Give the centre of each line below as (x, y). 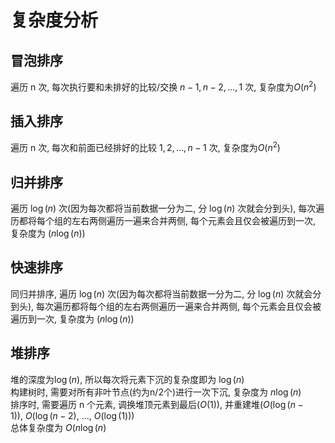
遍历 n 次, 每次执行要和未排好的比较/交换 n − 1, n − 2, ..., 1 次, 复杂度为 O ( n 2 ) (163, 86)
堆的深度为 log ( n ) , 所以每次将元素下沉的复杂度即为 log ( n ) (127, 379)
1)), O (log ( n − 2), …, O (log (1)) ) (72, 415)
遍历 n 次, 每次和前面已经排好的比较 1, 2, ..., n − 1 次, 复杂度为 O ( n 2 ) (145, 147)
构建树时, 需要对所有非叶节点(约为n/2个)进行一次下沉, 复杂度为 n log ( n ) (156, 392)
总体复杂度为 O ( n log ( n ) (58, 427)
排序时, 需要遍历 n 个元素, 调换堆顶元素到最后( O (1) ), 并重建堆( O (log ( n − (157, 404)
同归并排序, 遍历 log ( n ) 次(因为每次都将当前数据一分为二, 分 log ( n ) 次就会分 (166, 293)
